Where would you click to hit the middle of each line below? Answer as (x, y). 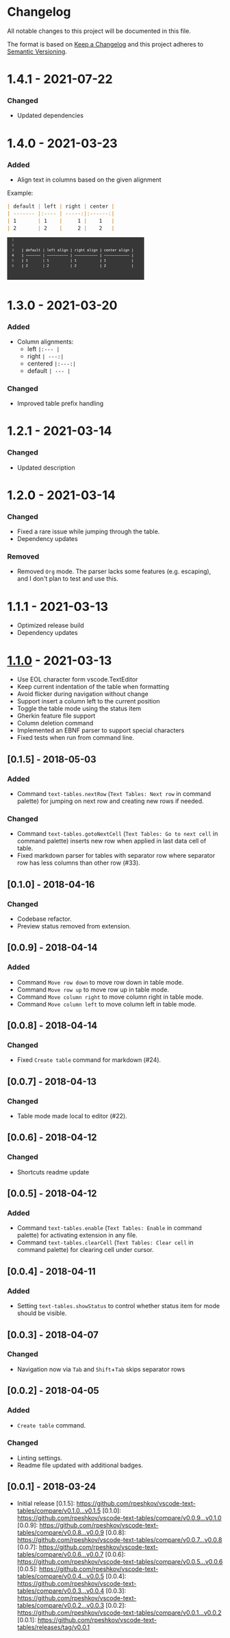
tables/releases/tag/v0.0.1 (53, 1627)
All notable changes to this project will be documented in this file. (99, 31)
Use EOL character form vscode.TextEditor (77, 679)
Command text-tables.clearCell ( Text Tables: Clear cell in (105, 1242)
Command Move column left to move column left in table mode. (106, 1004)
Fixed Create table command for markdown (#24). (89, 1060)
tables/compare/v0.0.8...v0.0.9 (61, 1532)
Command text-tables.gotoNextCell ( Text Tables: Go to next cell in (117, 834)
